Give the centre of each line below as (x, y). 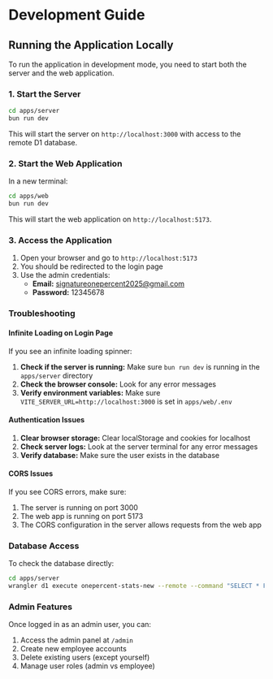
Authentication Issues (47, 420)
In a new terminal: (38, 181)
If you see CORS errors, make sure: (67, 491)
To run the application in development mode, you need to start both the (128, 64)
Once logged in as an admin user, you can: (80, 625)
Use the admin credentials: (65, 275)
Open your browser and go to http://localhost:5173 (108, 258)
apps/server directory (56, 375)
